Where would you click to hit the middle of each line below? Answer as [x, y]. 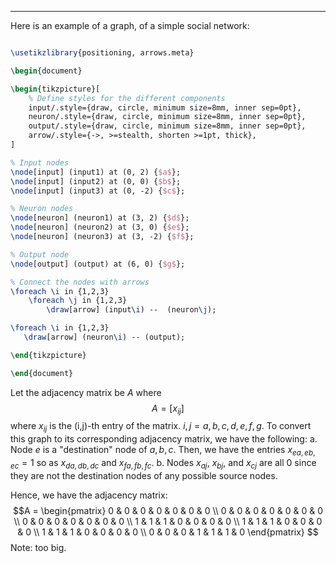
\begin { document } [46, 71]
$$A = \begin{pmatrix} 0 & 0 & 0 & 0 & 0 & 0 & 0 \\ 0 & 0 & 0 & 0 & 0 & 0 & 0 [167, 510]
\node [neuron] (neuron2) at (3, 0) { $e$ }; [100, 227]
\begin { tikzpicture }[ [55, 89]
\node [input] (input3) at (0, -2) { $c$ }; [98, 191]
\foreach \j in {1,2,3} [78, 301]
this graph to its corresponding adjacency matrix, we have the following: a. [164, 439]
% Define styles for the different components [127, 98]
